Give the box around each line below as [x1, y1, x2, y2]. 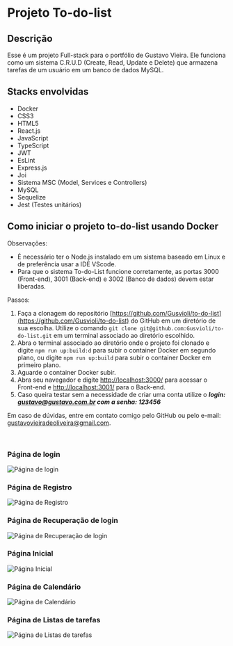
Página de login [7, 449, 61, 459]
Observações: [7, 239, 47, 248]
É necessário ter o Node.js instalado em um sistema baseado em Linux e [17, 252, 226, 261]
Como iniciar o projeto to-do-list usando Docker [7, 220, 219, 232]
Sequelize [17, 193, 47, 201]
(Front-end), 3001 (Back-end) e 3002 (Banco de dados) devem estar [17, 275, 214, 283]
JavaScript [17, 134, 49, 142]
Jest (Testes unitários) [17, 200, 82, 209]
